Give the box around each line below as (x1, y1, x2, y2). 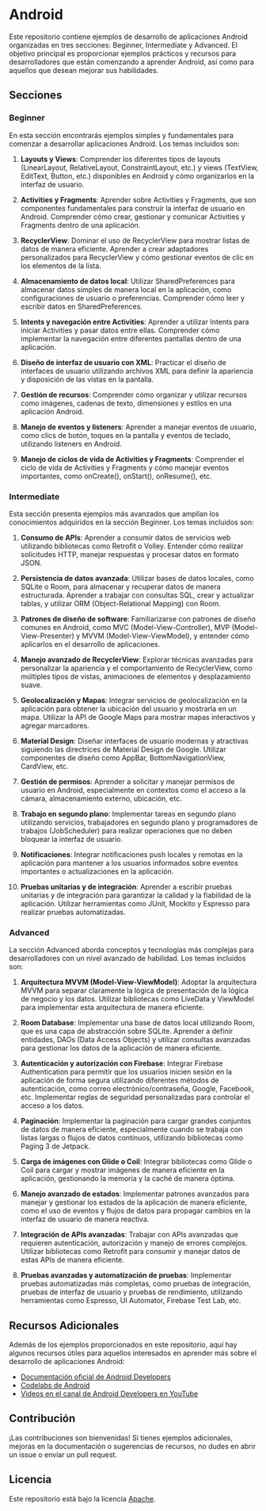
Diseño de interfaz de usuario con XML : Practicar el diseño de (20, 357, 226, 367)
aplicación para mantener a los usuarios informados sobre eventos (20, 858, 238, 867)
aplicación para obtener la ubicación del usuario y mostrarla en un (20, 704, 237, 713)
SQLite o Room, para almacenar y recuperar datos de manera (20, 582, 221, 591)
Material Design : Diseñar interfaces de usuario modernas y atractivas (20, 736, 249, 745)
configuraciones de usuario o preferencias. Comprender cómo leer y (20, 293, 245, 302)
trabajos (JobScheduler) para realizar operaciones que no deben (20, 825, 233, 835)
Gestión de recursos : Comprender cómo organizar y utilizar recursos (20, 390, 248, 399)
